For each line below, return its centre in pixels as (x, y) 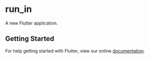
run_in (19, 9)
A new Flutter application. (31, 23)
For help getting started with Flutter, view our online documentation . (75, 50)
